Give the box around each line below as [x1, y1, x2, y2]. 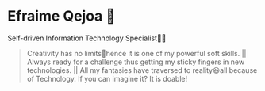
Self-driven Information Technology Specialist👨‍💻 [7, 33, 167, 43]
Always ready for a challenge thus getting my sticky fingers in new [26, 57, 245, 66]
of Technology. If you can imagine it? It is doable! [26, 74, 188, 83]
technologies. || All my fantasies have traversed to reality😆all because [26, 65, 258, 74]
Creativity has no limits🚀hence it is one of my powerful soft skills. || [26, 48, 247, 58]
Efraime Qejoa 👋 [7, 7, 116, 25]
